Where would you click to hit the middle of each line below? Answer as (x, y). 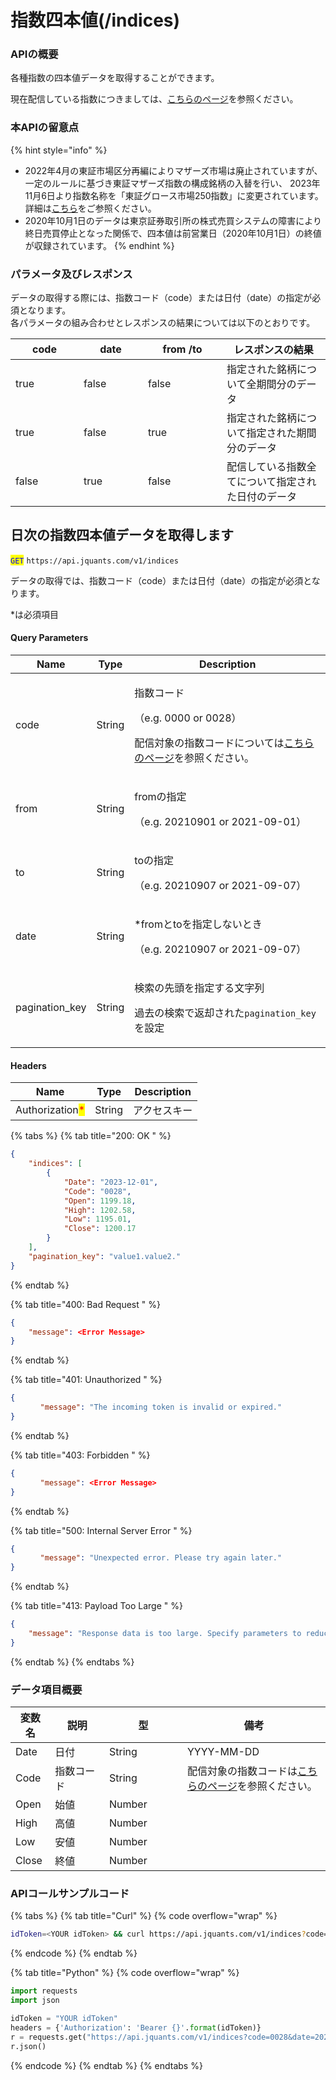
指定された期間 (281, 433)
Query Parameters (49, 638)
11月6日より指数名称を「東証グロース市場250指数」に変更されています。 (174, 195)
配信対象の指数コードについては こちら (224, 743)
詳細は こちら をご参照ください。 (90, 208)
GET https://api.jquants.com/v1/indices (94, 561)
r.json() (28, 2046)
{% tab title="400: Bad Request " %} (85, 1304)
